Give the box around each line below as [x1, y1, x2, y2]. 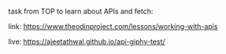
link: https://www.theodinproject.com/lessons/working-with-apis [8, 22, 218, 31]
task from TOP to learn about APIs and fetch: [8, 7, 154, 16]
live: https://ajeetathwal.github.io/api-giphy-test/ [8, 37, 165, 46]
